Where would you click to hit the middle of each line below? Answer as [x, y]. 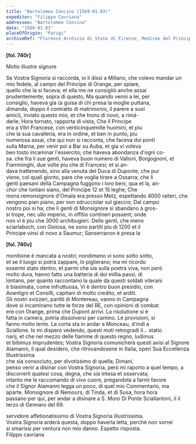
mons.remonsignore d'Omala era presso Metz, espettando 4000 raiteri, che [97, 196]
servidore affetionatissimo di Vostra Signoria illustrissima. [75, 416]
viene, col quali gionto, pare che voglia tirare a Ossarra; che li [80, 177]
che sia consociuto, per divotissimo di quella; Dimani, [70, 361]
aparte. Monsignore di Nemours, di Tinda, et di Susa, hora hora [82, 392]
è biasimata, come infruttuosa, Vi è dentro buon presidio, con [80, 287]
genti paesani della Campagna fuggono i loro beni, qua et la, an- [83, 183]
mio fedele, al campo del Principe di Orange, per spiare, [73, 84]
